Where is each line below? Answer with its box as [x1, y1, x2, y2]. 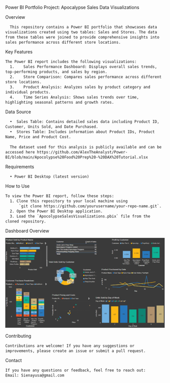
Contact [5, 358, 22, 363]
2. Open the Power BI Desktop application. [10, 209, 103, 214]
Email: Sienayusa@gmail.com [5, 373, 65, 378]
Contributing [5, 333, 31, 339]
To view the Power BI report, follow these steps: [5, 194, 114, 199]
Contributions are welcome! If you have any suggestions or [5, 343, 135, 348]
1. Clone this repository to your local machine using [10, 199, 128, 204]
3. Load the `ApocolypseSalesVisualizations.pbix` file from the [10, 214, 151, 219]
